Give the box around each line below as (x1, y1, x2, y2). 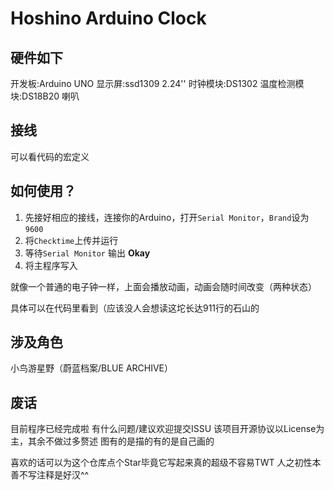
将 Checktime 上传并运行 (24, 234, 119, 246)
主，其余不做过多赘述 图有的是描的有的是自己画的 (10, 435, 215, 447)
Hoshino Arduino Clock (10, 7, 207, 30)
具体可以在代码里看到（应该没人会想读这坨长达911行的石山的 (10, 302, 260, 314)
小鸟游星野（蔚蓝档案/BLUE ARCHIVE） (10, 362, 174, 374)
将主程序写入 (24, 259, 78, 271)
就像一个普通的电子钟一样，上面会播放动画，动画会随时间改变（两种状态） (10, 280, 317, 292)
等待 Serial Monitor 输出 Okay (24, 247, 151, 259)
